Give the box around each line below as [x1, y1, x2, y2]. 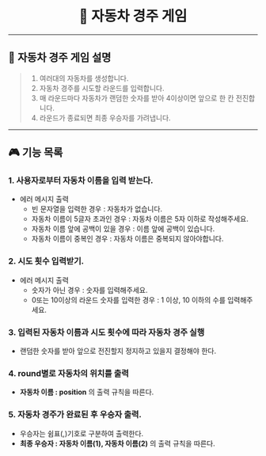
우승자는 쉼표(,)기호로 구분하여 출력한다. [19, 428, 144, 438]
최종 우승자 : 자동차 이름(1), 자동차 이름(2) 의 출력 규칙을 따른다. [19, 439, 215, 448]
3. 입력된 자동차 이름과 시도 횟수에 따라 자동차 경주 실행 [8, 326, 205, 337]
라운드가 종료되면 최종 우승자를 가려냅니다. [39, 112, 172, 123]
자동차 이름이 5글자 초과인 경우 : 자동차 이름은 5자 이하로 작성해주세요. [31, 215, 249, 224]
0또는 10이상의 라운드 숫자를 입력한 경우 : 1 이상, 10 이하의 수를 [31, 294, 226, 305]
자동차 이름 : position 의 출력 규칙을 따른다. [19, 387, 154, 397]
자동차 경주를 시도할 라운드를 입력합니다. [39, 83, 165, 93]
